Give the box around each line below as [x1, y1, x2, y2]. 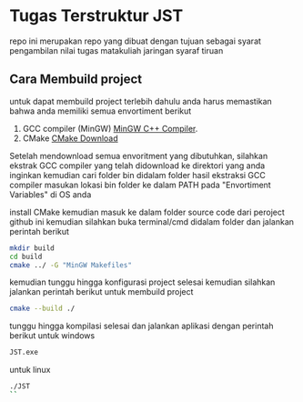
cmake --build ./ [9, 304, 76, 314]
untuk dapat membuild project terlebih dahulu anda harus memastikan [9, 95, 273, 106]
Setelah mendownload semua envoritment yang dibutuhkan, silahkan [9, 150, 268, 161]
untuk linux [9, 365, 52, 376]
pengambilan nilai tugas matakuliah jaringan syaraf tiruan [9, 45, 224, 55]
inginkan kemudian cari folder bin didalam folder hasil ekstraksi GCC [9, 169, 267, 180]
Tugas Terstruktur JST [9, 5, 184, 26]
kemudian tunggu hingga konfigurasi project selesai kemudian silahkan [9, 276, 276, 287]
